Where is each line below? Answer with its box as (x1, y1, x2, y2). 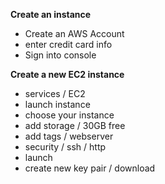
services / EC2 (24, 88, 86, 99)
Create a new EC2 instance (10, 69, 125, 80)
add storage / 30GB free (24, 120, 126, 131)
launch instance (24, 99, 91, 110)
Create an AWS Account (24, 28, 125, 39)
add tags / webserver (24, 130, 114, 142)
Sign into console (24, 49, 97, 61)
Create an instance (10, 9, 92, 20)
